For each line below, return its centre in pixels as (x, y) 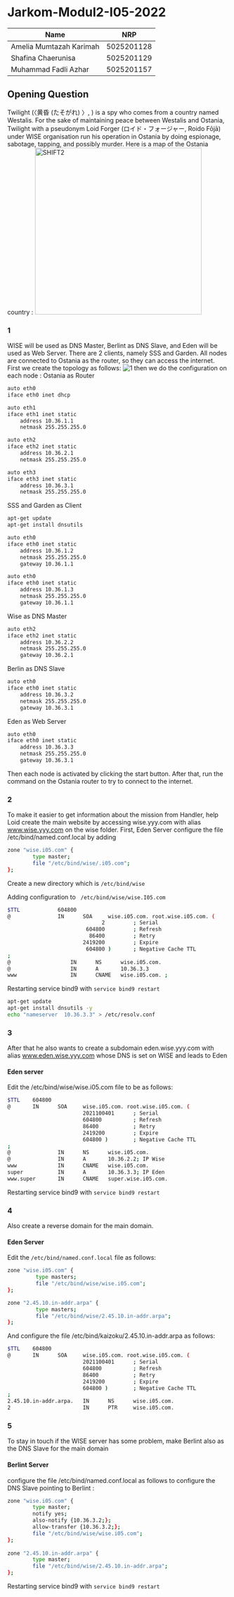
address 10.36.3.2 (47, 694)
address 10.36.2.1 (47, 453)
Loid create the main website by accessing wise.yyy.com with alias (104, 822)
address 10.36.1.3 (47, 590)
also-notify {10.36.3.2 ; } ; (72, 1521)
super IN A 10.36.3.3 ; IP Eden (86, 1172)
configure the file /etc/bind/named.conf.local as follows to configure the (111, 1480)
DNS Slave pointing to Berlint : (51, 1488)
